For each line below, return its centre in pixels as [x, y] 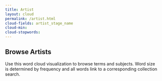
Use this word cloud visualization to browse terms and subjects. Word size [80, 63]
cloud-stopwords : [23, 32]
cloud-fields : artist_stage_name [39, 23]
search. [13, 74]
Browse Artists [28, 52]
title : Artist [20, 10]
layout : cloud [20, 14]
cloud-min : [16, 28]
